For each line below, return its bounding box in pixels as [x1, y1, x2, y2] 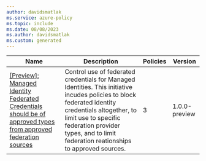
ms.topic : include [6, 20, 53, 26]
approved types [9, 117, 55, 126]
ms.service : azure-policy [6, 15, 72, 21]
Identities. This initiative [64, 83, 133, 91]
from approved [9, 125, 53, 133]
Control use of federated [64, 68, 136, 76]
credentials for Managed [64, 75, 135, 84]
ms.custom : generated [6, 37, 62, 44]
